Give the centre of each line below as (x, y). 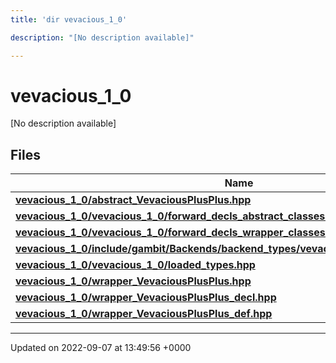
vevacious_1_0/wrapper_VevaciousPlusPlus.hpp (133, 281)
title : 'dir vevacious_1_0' (69, 19)
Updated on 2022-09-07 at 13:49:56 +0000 (101, 348)
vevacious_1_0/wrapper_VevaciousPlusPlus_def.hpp (144, 314)
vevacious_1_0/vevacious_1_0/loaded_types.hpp (135, 265)
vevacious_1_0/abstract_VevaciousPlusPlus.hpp (133, 200)
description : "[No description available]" (102, 37)
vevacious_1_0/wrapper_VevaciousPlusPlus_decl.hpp (146, 298)
